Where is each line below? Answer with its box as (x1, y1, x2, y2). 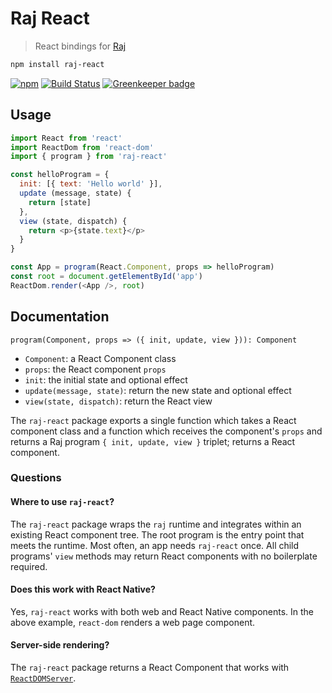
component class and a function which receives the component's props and (10, 425, 323, 437)
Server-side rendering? (10, 639, 110, 651)
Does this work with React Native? (10, 583, 156, 596)
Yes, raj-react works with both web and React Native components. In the (10, 605, 315, 617)
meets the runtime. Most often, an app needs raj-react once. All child (10, 539, 300, 551)
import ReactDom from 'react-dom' (10, 142, 155, 152)
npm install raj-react (10, 59, 105, 69)
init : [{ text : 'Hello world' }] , (19, 179, 163, 189)
